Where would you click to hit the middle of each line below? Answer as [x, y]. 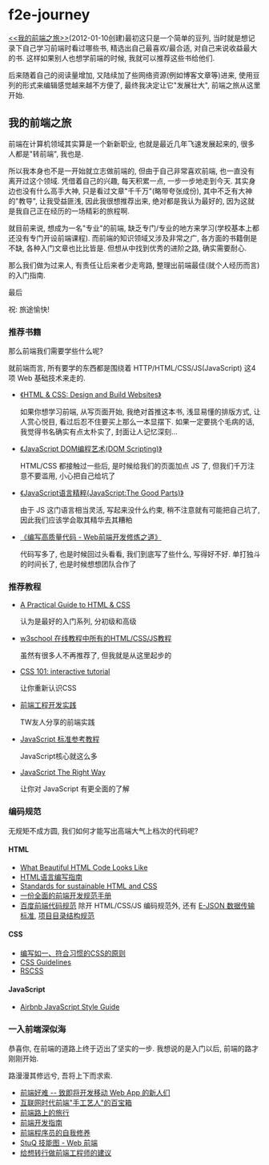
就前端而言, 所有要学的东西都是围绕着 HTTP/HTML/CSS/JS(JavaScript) [125, 368]
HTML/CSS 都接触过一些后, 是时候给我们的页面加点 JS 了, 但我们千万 [134, 466]
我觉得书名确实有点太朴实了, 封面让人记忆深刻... [98, 432]
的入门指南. [27, 275]
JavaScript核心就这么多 [59, 757]
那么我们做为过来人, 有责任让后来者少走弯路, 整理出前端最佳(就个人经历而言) [134, 265]
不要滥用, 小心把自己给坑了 [71, 476]
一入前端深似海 [37, 1029]
